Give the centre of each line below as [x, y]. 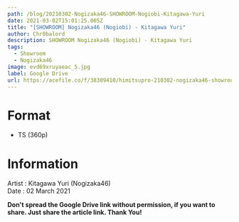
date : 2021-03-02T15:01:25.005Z [55, 21]
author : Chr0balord [36, 34]
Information [43, 164]
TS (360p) [33, 135]
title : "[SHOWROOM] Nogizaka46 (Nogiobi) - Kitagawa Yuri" [97, 27]
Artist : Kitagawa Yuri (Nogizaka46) [59, 184]
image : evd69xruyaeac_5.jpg [49, 67]
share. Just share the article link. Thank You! [75, 212]
